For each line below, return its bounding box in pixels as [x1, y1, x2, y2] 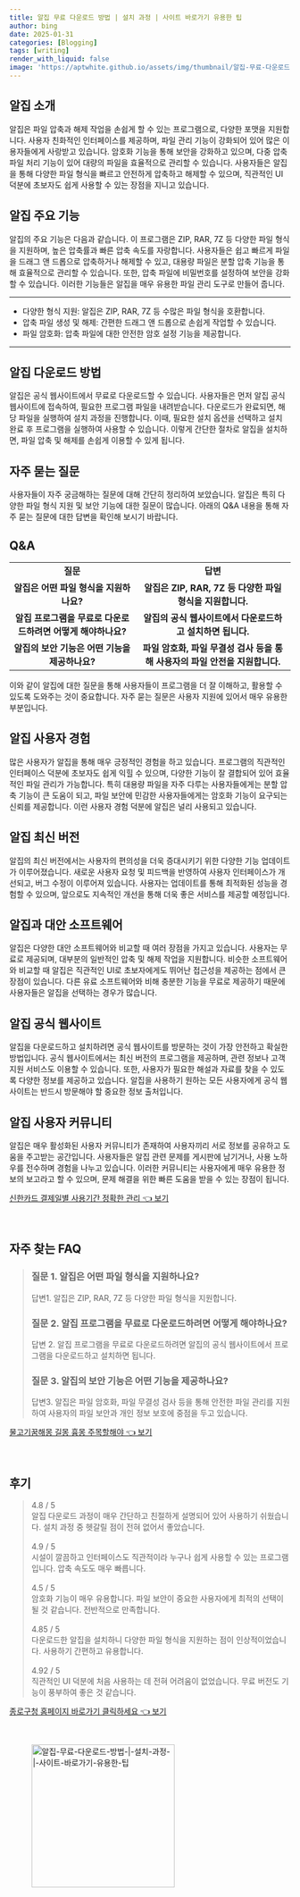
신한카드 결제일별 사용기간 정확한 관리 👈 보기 [9, 1193, 170, 1203]
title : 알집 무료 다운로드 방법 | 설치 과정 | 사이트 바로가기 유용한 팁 [9, 13, 243, 22]
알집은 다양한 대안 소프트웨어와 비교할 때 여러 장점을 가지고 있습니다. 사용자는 [9, 943, 279, 953]
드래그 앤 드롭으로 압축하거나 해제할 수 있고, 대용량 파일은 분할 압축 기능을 [18, 256, 276, 266]
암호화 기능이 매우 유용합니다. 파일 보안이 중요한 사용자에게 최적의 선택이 [30, 1593, 284, 1604]
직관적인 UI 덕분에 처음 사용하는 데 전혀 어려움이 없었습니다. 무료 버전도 [30, 1676, 279, 1687]
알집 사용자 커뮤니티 [9, 1114, 112, 1130]
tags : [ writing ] [9, 46, 70, 55]
